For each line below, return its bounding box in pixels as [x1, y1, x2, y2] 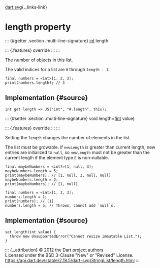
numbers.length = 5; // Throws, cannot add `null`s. [5, 203, 116, 208]
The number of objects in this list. [5, 57, 73, 63]
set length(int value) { [5, 230, 56, 234]
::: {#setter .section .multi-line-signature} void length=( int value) [5, 115, 135, 121]
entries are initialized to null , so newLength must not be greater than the [5, 149, 150, 155]
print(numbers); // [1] [5, 198, 54, 204]
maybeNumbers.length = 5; [5, 168, 58, 173]
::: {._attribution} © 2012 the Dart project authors [5, 247, 103, 253]
